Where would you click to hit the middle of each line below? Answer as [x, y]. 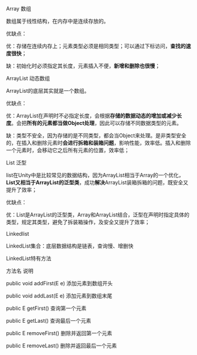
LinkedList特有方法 [29, 258]
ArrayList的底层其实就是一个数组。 [48, 91]
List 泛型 [16, 163]
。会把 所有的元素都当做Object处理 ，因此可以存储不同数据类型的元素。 [97, 123]
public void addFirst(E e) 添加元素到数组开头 [60, 283]
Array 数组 [18, 9]
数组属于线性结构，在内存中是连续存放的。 [57, 21]
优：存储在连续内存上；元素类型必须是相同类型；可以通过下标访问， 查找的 [96, 46]
